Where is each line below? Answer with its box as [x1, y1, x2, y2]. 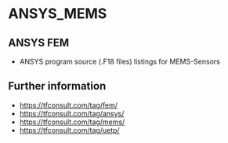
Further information [8, 79, 107, 93]
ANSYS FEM [8, 36, 70, 49]
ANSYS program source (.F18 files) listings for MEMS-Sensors [19, 57, 221, 66]
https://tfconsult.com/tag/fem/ [19, 100, 118, 110]
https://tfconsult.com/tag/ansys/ [19, 108, 125, 118]
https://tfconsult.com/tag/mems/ [19, 117, 125, 126]
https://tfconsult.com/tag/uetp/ [19, 125, 120, 134]
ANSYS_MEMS [8, 5, 107, 23]
